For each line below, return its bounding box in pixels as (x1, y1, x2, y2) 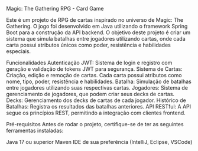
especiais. (6, 48, 31, 55)
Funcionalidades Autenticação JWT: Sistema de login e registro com (6, 59, 173, 66)
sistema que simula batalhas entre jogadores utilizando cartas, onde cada (6, 35, 186, 42)
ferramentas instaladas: (6, 127, 64, 134)
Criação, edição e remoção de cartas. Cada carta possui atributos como (6, 72, 182, 78)
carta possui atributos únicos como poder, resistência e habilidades (6, 41, 171, 48)
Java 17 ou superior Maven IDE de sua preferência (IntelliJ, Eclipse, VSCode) (6, 139, 193, 145)
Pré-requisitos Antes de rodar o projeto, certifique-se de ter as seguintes (6, 121, 184, 127)
